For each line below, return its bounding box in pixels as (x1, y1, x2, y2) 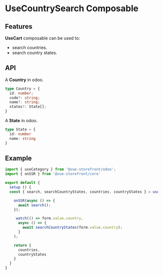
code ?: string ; (9, 95, 40, 100)
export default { (5, 181, 40, 185)
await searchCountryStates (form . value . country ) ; (22, 225, 123, 230)
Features (5, 22, 33, 31)
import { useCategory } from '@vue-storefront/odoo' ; (5, 167, 116, 172)
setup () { (9, 185, 32, 190)
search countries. (12, 45, 48, 50)
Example (5, 154, 32, 162)
